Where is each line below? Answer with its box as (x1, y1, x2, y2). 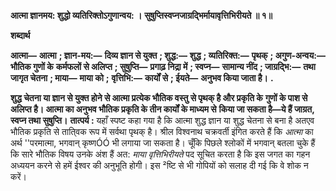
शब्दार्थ (10, 30, 31, 41)
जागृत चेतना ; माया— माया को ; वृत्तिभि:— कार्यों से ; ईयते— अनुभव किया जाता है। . (10, 72, 274, 84)
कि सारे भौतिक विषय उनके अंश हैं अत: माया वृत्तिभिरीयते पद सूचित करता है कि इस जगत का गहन (10, 148, 311, 160)
